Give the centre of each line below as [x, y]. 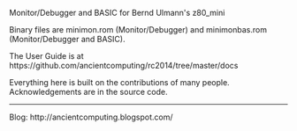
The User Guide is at [46, 56]
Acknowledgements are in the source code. [88, 92]
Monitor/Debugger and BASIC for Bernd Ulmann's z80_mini [117, 13]
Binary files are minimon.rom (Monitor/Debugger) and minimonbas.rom [138, 29]
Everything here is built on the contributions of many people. [119, 82]
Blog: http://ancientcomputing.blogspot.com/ [91, 117]
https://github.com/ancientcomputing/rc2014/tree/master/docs [124, 65]
